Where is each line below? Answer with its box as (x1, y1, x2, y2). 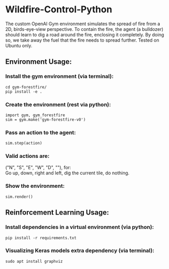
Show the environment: (5, 183, 65, 190)
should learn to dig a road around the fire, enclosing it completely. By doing (5, 31, 164, 38)
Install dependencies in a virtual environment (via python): (5, 224, 154, 231)
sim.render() (5, 194, 33, 199)
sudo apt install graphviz (5, 259, 63, 264)
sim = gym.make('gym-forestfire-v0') (5, 117, 86, 122)
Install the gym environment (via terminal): (5, 73, 114, 80)
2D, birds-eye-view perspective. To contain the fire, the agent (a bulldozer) (5, 26, 164, 32)
